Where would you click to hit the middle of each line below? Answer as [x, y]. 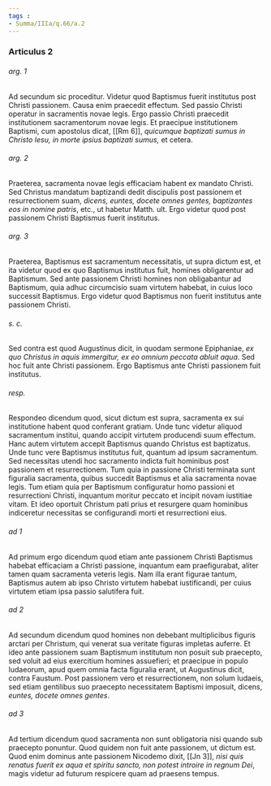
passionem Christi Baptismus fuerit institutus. [84, 218]
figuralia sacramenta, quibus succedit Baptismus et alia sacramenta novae [133, 478]
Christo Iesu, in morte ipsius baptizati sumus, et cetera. [101, 140]
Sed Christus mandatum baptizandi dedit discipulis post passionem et [125, 192]
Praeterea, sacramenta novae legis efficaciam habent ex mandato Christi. [131, 183]
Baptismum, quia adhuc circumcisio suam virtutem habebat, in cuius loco [131, 287]
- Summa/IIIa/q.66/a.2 [47, 24]
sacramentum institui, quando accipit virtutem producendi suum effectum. [132, 435]
